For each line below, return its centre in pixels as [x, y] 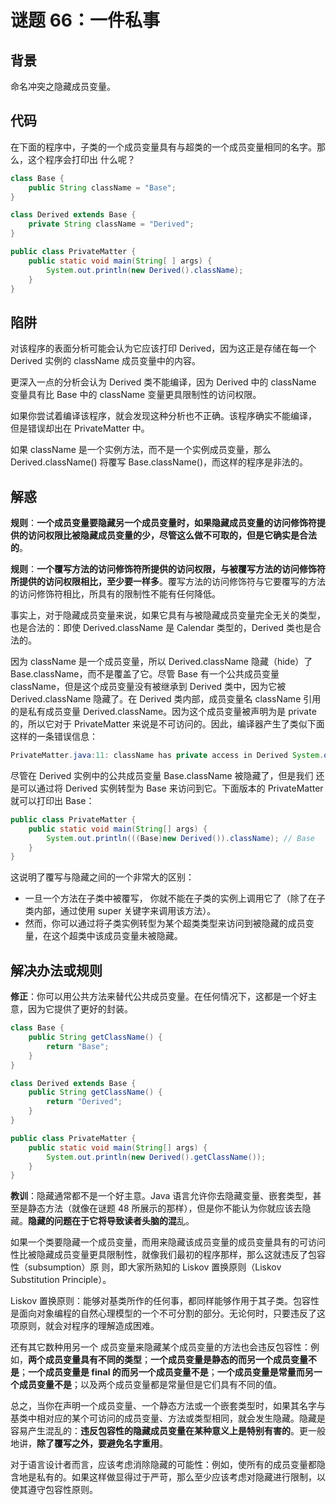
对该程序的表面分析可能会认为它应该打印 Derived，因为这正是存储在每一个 [163, 348]
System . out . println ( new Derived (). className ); [145, 270]
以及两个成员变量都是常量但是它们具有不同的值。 [180, 1385]
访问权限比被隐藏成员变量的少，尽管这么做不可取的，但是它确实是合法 [172, 535]
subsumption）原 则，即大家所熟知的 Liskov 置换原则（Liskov [154, 1267]
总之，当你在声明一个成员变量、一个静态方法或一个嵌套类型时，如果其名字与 [168, 1406]
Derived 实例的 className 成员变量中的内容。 [106, 361]
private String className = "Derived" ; [111, 224]
